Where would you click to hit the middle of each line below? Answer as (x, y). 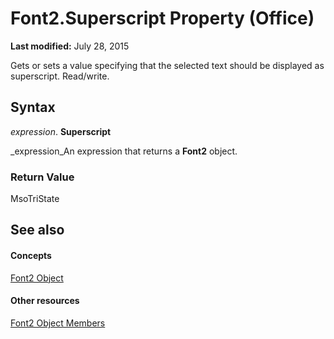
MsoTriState (35, 199)
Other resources (45, 301)
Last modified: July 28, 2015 (70, 46)
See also (37, 230)
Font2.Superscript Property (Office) (162, 18)
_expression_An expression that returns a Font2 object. (124, 151)
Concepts (31, 256)
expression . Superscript (61, 131)
